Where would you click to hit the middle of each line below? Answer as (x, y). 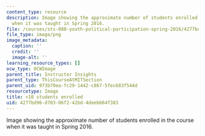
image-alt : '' (30, 57)
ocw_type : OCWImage (31, 69)
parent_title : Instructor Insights (52, 74)
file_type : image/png (34, 35)
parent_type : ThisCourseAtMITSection (54, 80)
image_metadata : (27, 40)
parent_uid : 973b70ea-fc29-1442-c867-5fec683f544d (72, 86)
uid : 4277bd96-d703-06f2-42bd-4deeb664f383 (63, 102)
